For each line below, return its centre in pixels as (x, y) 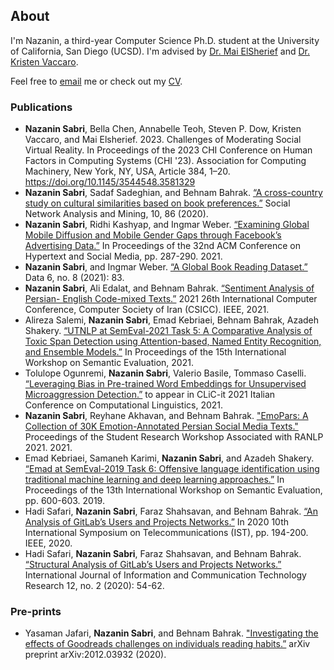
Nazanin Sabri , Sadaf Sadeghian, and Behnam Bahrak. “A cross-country (173, 193)
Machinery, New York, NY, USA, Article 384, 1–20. (127, 171)
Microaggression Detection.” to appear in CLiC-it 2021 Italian (150, 395)
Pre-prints (36, 612)
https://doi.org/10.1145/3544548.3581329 (110, 182)
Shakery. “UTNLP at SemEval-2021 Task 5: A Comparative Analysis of (168, 331)
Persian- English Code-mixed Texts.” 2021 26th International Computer (171, 299)
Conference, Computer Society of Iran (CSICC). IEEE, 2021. (147, 310)
